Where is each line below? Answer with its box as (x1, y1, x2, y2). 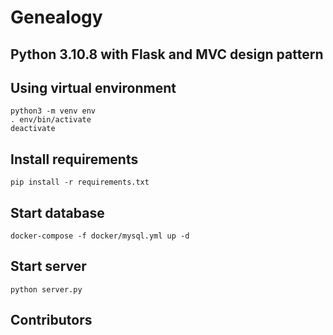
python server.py (10, 284, 83, 295)
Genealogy (10, 6, 103, 29)
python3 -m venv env (10, 106, 97, 116)
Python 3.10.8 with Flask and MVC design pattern (10, 46, 324, 63)
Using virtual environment (10, 79, 177, 96)
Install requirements (10, 151, 139, 168)
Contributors (10, 312, 93, 329)
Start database (10, 204, 105, 221)
